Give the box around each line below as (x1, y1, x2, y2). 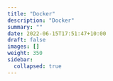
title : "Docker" (7, 10, 55, 18)
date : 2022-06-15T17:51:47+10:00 (7, 30, 107, 37)
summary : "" (7, 23, 43, 30)
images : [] (7, 43, 40, 50)
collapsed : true (14, 63, 62, 70)
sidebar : (7, 56, 33, 63)
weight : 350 (7, 50, 43, 57)
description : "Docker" (7, 17, 75, 24)
